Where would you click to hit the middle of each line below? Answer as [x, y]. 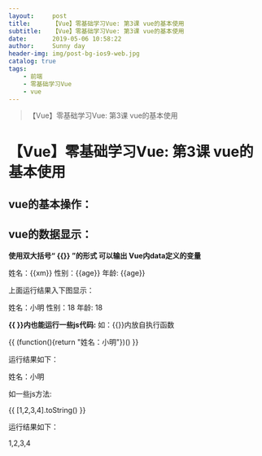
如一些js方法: [30, 393]
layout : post [38, 16]
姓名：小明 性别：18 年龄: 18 [56, 307]
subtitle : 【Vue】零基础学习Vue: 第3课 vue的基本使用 [96, 31]
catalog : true [33, 62]
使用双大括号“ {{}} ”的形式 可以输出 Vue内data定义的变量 [105, 255]
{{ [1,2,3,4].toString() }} [47, 410]
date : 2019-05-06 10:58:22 [65, 39]
